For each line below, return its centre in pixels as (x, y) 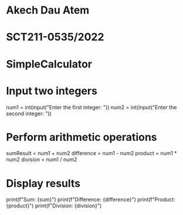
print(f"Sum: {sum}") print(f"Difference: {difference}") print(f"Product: (91, 200)
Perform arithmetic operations (82, 137)
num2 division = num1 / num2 (42, 160)
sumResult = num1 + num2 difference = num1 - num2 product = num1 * (91, 153)
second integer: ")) (29, 113)
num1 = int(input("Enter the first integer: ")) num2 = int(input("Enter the (91, 107)
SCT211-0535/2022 (55, 37)
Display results (43, 183)
